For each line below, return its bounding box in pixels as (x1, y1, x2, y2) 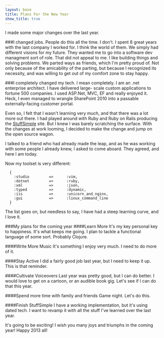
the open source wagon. (5, 131, 55, 137)
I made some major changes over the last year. (5, 30, 99, 36)
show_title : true (5, 16, 41, 21)
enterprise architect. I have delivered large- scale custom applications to (5, 85, 151, 91)
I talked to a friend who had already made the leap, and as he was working (5, 141, 156, 147)
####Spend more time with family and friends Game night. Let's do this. (5, 293, 151, 299)
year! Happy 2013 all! (5, 327, 48, 334)
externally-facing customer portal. (5, 101, 74, 107)
